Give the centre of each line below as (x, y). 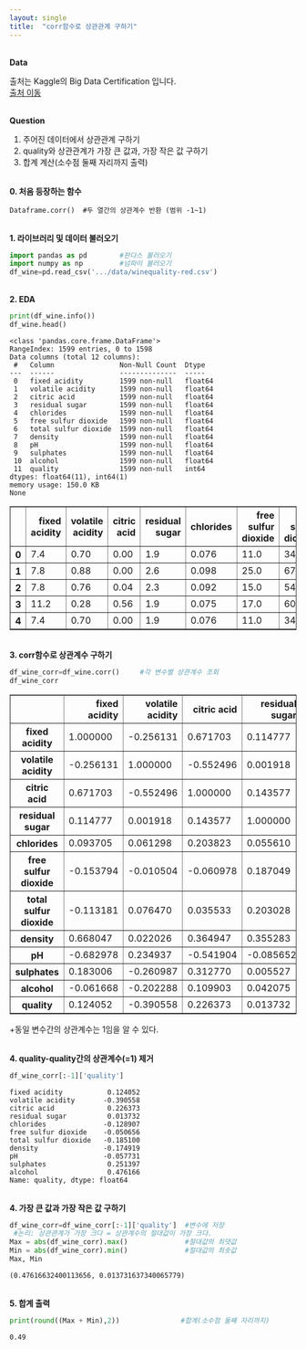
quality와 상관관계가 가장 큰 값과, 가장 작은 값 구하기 (115, 151)
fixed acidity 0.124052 (75, 1092)
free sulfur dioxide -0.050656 (75, 1132)
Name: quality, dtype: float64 (69, 1180)
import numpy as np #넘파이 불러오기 (91, 264)
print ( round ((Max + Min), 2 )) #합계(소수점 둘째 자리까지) (140, 1321)
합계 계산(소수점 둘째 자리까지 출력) (85, 162)
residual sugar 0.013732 (75, 1116)
